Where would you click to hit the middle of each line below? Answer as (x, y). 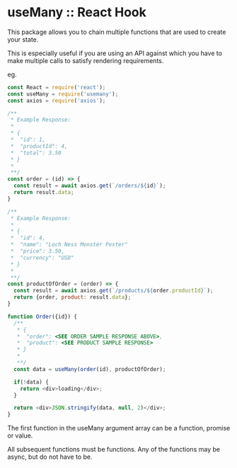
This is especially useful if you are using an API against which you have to (115, 53)
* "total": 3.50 (36, 153)
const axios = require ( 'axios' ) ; (57, 101)
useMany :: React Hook (77, 12)
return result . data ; (44, 193)
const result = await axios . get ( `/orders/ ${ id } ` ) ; (90, 186)
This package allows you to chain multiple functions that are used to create (117, 32)
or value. (20, 435)
